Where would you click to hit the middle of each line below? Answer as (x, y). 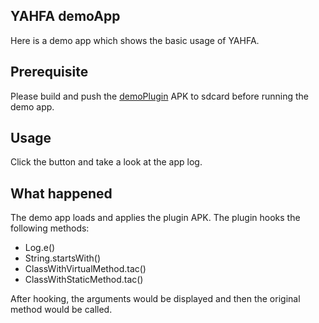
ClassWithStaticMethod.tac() (84, 280)
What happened (61, 193)
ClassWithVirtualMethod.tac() (85, 269)
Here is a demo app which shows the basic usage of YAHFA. (135, 40)
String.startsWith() (63, 258)
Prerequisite (49, 72)
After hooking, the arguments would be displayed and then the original (155, 299)
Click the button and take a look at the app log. (106, 162)
